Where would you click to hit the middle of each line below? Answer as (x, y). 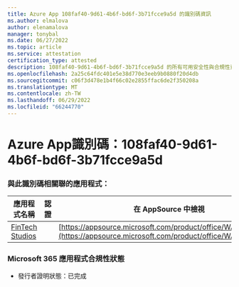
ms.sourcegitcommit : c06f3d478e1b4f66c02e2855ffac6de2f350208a (103, 80)
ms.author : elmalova (38, 21)
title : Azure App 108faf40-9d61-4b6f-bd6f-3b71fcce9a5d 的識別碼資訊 (109, 14)
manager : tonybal (33, 34)
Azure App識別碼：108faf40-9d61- (113, 145)
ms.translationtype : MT (43, 87)
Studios (24, 236)
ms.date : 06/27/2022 (38, 41)
